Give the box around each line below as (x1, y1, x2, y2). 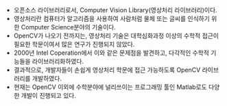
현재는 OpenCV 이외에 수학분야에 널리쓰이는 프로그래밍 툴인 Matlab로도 (13, 83, 207, 91)
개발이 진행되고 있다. (21, 92, 77, 99)
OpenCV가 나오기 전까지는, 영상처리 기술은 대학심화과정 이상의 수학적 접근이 (13, 31, 219, 40)
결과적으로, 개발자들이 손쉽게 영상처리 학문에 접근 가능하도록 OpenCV (13, 66, 201, 74)
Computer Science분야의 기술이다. (21, 23, 117, 31)
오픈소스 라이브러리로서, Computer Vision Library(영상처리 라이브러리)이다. (13, 6, 217, 14)
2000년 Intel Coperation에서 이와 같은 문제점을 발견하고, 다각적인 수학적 (13, 49, 209, 57)
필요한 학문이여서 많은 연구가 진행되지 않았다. (13, 40, 135, 48)
